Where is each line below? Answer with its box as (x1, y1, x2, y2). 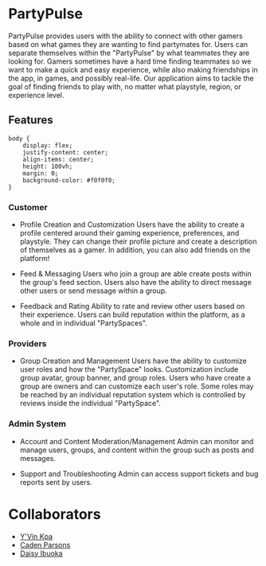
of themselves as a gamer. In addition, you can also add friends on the (19, 245, 251, 255)
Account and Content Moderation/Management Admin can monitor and (19, 436, 254, 446)
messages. (19, 453, 57, 463)
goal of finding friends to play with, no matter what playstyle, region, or (8, 81, 241, 92)
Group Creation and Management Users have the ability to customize (19, 356, 247, 366)
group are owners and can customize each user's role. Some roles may (19, 381, 254, 391)
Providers (8, 338, 47, 349)
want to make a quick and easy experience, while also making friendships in (8, 64, 258, 74)
